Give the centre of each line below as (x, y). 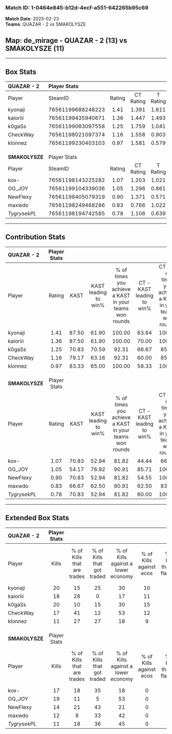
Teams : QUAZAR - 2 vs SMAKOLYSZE (46, 24)
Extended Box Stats (37, 518)
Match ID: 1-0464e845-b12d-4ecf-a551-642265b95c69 (77, 8)
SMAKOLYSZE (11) (35, 48)
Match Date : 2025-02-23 (32, 19)
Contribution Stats (35, 237)
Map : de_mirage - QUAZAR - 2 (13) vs (66, 40)
